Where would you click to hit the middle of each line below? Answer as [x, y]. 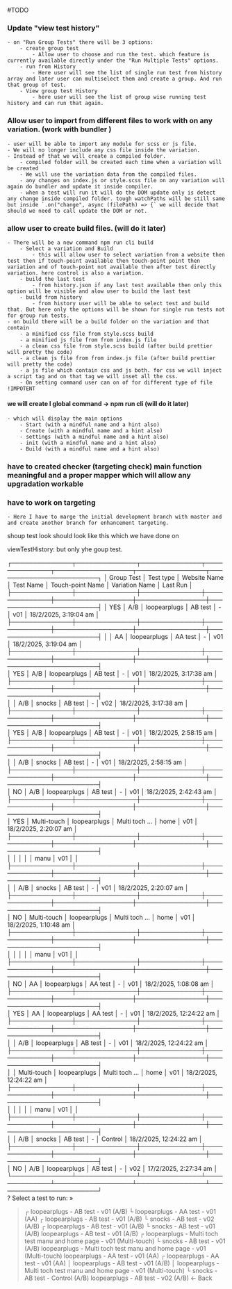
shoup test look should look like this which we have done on [93, 536]
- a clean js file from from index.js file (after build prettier [118, 358]
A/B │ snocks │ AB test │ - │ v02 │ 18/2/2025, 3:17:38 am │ [103, 703]
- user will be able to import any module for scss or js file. [102, 144]
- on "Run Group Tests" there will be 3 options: [81, 42]
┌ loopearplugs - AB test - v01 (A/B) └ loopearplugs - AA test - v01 [120, 1212]
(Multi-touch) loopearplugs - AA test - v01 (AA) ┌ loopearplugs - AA [122, 1256]
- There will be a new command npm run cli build [81, 243]
